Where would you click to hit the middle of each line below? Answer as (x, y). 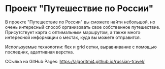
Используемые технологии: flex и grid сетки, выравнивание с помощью (81, 47)
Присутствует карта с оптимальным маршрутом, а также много (73, 32)
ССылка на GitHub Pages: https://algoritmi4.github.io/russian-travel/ (75, 61)
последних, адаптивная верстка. (40, 52)
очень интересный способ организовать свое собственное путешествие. (83, 27)
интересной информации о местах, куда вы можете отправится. (73, 37)
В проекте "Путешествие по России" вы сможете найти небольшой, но (80, 22)
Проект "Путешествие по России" (79, 9)
